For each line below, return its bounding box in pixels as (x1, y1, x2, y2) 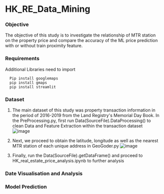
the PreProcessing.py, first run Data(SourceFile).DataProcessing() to (12, 117, 151, 124)
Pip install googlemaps (9, 76, 58, 81)
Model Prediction (5, 183, 47, 190)
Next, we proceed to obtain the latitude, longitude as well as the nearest (12, 138, 159, 144)
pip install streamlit (9, 84, 56, 89)
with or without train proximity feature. (5, 43, 83, 49)
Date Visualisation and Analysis (5, 170, 83, 177)
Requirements (5, 55, 40, 62)
